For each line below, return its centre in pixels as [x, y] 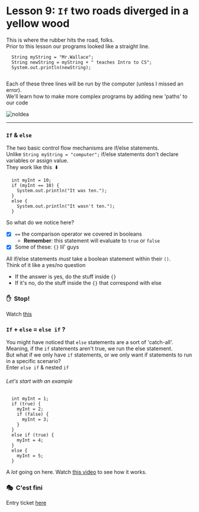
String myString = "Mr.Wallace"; [53, 57]
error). [14, 90]
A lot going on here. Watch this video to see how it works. [76, 472]
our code [17, 103]
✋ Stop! [18, 299]
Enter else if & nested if [38, 367]
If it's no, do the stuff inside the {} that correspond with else [88, 283]
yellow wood [38, 23]
